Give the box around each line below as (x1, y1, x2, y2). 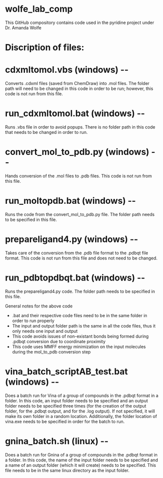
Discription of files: (5, 42, 84, 53)
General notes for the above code (5, 303, 73, 309)
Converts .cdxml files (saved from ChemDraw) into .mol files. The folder (5, 81, 150, 87)
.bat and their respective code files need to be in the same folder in (12, 312, 147, 318)
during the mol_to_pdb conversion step (12, 348, 91, 355)
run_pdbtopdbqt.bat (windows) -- (5, 272, 145, 283)
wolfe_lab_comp (5, 3, 73, 15)
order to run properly (12, 318, 55, 324)
